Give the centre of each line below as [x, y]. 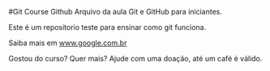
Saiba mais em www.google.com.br [68, 43]
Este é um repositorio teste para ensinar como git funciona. [107, 27]
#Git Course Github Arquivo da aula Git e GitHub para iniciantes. [116, 12]
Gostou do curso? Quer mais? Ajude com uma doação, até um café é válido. [135, 58]
